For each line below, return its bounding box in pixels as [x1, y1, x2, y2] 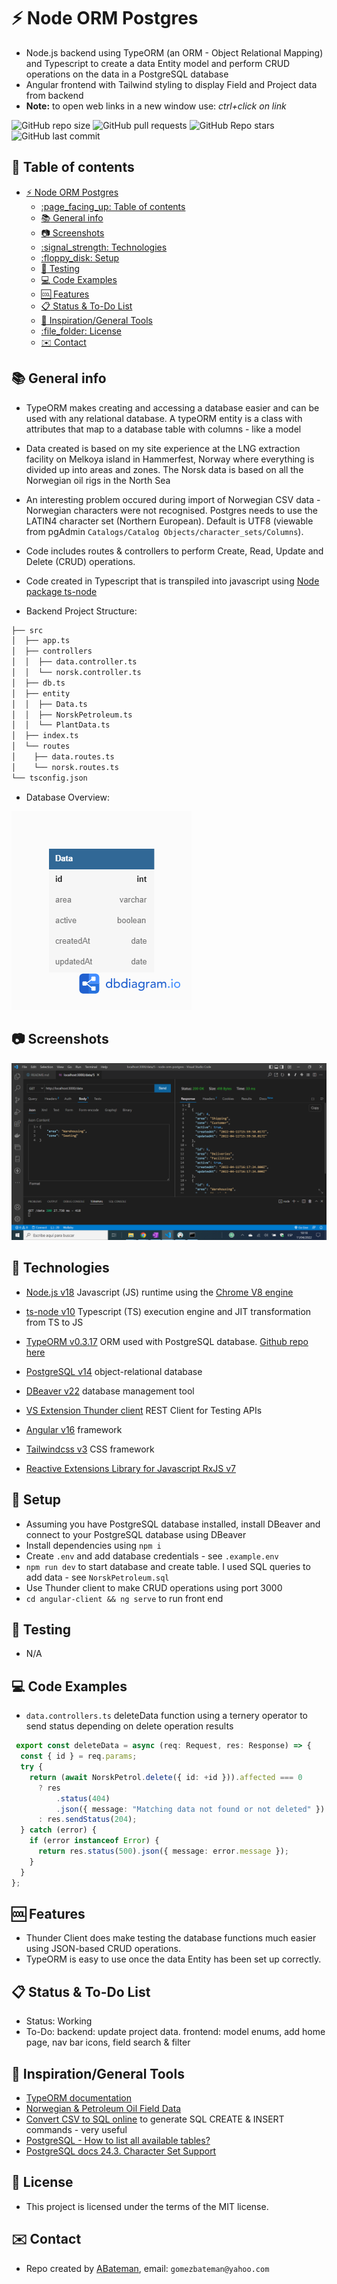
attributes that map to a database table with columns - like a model [25, 423, 302, 435]
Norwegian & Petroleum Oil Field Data [25, 2102, 182, 2114]
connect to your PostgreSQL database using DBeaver [25, 1528, 247, 1540]
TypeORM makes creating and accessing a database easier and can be [25, 401, 320, 414]
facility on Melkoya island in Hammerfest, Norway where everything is [25, 453, 315, 465]
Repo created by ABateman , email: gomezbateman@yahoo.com [25, 2262, 270, 2274]
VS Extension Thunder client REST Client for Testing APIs [25, 1404, 263, 1416]
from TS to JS [25, 1316, 84, 1328]
